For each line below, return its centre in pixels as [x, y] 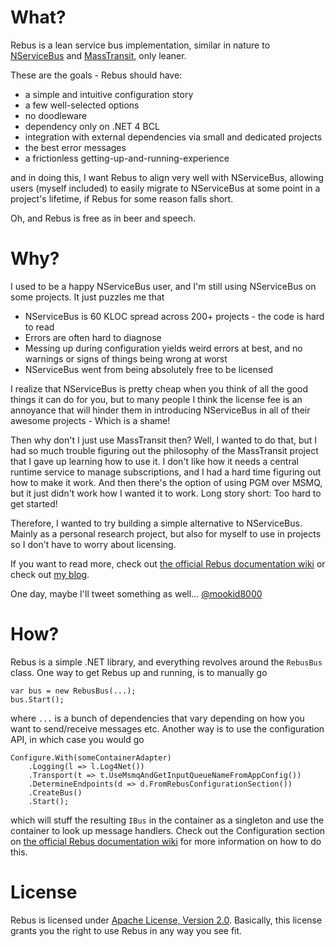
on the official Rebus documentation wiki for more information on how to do [166, 841]
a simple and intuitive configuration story [109, 94]
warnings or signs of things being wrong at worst [126, 358]
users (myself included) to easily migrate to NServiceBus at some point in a [165, 188]
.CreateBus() [55, 792]
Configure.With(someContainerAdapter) [91, 757]
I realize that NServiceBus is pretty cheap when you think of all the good [159, 388]
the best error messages [75, 147]
